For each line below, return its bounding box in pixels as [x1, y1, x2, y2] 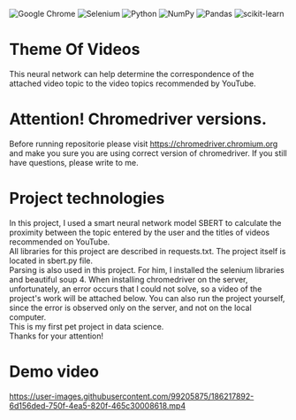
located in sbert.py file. [9, 255, 93, 266]
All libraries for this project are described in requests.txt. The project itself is [9, 245, 286, 256]
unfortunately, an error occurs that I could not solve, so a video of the [9, 284, 262, 294]
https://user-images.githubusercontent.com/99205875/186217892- [9, 391, 254, 401]
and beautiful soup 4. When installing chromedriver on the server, [9, 274, 248, 284]
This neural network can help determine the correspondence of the [9, 68, 254, 79]
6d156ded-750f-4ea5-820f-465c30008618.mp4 [9, 400, 186, 411]
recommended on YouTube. [9, 236, 110, 247]
